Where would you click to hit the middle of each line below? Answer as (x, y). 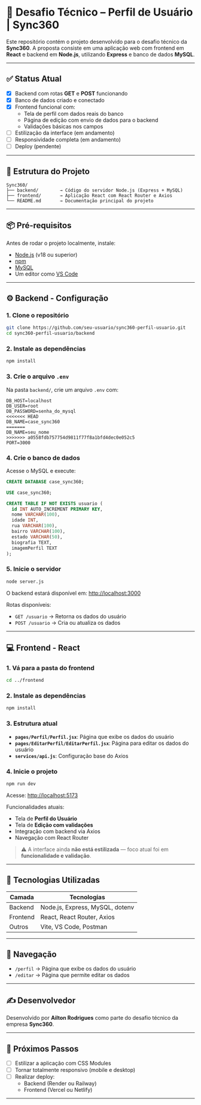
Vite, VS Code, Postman (74, 927)
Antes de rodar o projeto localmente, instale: (61, 243)
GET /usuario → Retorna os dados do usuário (71, 616)
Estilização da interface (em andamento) (65, 133)
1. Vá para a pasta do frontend (50, 667)
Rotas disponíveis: (29, 604)
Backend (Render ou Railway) (60, 1083)
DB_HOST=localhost (29, 401)
